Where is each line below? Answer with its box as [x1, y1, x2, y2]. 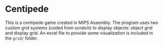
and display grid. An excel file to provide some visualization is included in [5, 30, 153, 36]
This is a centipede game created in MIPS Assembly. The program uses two [5, 20, 159, 25]
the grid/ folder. [5, 35, 38, 41]
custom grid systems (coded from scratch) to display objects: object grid [5, 24, 153, 30]
